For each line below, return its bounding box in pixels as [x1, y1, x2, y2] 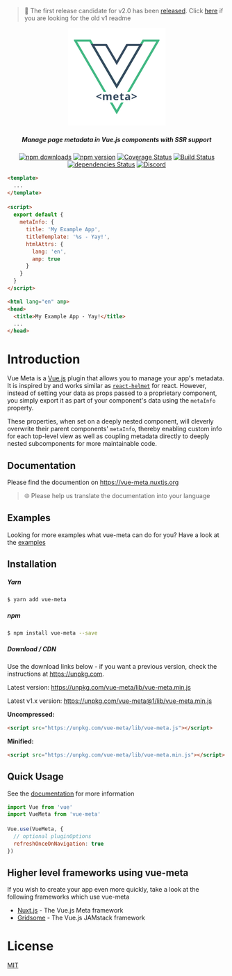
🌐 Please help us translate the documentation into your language [24, 492, 210, 500]
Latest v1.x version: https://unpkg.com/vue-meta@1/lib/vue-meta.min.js [7, 697, 213, 705]
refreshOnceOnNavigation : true [13, 840, 104, 847]
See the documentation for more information [7, 789, 135, 798]
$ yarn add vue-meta [7, 596, 67, 603]
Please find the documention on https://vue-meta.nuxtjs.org [7, 478, 179, 487]
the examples [7, 538, 47, 546]
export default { [13, 211, 64, 219]
